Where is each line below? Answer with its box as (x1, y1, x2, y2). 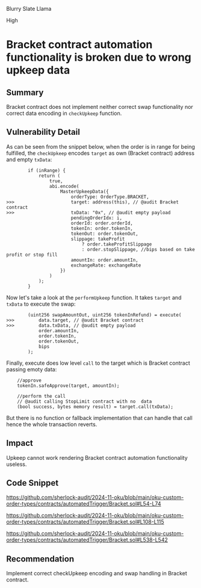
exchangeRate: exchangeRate (70, 262, 141, 268)
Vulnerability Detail (6, 127, 80, 137)
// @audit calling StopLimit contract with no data (17, 398, 152, 404)
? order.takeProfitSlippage (81, 241, 152, 247)
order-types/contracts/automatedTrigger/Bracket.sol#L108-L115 (6, 518, 164, 525)
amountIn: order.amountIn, (70, 257, 138, 263)
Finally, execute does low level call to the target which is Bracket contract (6, 359, 191, 367)
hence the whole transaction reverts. (6, 421, 97, 428)
